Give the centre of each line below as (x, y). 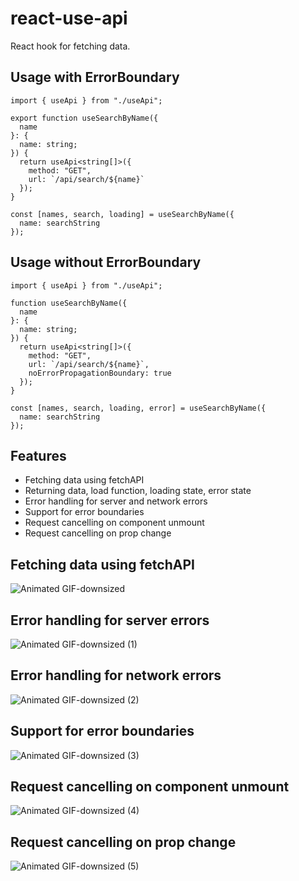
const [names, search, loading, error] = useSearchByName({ (138, 408)
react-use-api (69, 18)
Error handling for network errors (116, 675)
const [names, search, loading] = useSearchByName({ (122, 214)
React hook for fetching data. (70, 46)
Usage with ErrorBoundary (95, 77)
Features (38, 455)
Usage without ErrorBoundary (106, 262)
